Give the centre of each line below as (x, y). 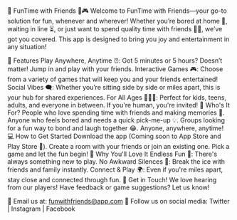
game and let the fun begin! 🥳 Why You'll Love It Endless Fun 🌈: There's (112, 154)
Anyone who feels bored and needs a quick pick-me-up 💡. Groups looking (116, 120)
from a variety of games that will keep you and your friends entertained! (113, 79)
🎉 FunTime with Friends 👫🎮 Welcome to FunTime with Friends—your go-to (117, 11)
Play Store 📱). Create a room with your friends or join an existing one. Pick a (118, 146)
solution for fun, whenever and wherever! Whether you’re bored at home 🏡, (117, 21)
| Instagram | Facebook (42, 209)
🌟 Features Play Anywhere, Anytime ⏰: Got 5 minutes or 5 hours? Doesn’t (115, 61)
